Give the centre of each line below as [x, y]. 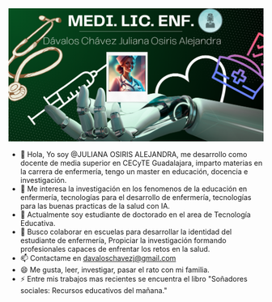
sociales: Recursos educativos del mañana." [93, 291]
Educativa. [38, 223]
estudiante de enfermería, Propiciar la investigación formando [123, 240]
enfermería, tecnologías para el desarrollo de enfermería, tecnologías [136, 198]
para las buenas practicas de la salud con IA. [95, 206]
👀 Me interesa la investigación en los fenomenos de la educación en [134, 189]
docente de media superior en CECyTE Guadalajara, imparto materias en [141, 163]
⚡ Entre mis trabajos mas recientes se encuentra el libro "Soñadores [134, 279]
